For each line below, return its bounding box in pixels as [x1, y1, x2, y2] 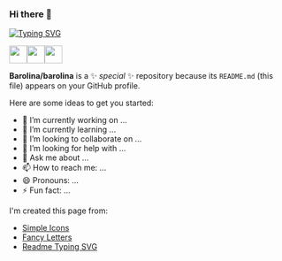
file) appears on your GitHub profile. [9, 81, 141, 91]
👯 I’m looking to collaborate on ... [21, 134, 142, 144]
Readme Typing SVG [21, 242, 98, 252]
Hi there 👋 [9, 8, 53, 20]
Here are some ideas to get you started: [9, 97, 155, 109]
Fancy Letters [21, 232, 72, 242]
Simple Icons [21, 223, 70, 234]
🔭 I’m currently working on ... [21, 115, 127, 126]
